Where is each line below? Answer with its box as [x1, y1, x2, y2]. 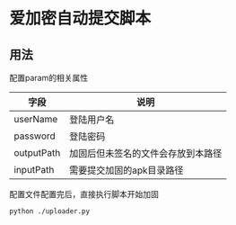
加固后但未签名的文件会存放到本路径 [68, 148, 223, 159]
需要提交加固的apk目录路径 [68, 164, 184, 176]
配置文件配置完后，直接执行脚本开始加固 [9, 189, 159, 199]
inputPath [13, 164, 55, 175]
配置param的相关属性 [9, 73, 88, 83]
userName [13, 113, 58, 125]
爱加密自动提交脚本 [9, 8, 152, 29]
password [13, 130, 56, 142]
